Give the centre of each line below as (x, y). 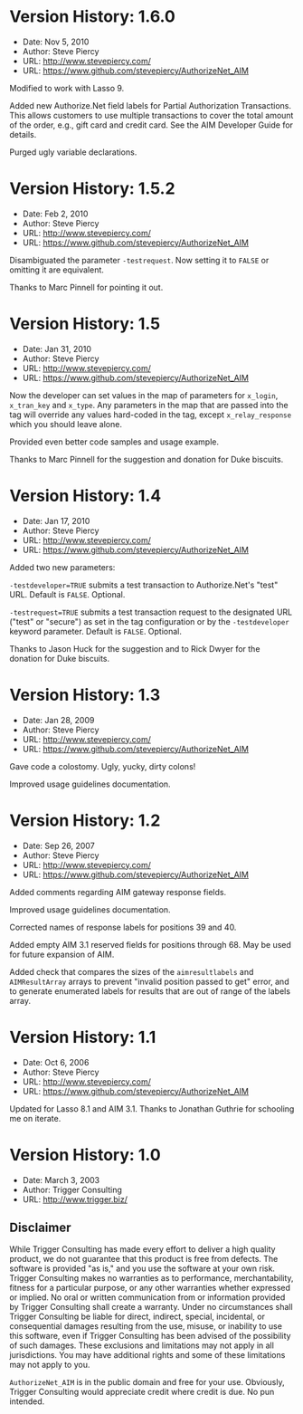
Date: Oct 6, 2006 (56, 1062)
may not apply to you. (50, 1365)
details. (23, 134)
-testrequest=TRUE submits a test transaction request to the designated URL (151, 612)
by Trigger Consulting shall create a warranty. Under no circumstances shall (151, 1307)
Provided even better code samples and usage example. (114, 442)
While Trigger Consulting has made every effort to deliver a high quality (142, 1249)
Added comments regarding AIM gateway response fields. (118, 892)
